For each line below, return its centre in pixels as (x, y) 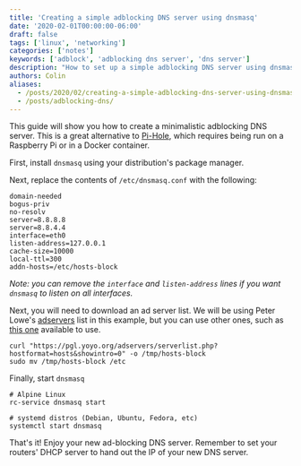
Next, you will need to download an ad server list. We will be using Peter (142, 311)
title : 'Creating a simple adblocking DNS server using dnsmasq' (133, 17)
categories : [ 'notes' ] (52, 51)
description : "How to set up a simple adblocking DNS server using (138, 68)
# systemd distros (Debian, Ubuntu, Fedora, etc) (104, 419)
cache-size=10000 (42, 252)
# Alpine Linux (38, 395)
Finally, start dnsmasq (47, 378)
